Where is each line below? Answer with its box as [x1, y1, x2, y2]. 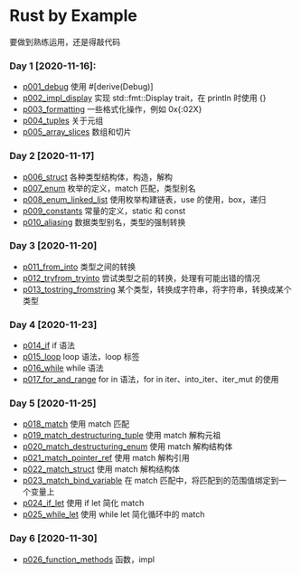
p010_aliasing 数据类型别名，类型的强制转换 [22, 216, 186, 227]
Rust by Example [9, 5, 137, 26]
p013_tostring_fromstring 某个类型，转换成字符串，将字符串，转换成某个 [22, 284, 292, 295]
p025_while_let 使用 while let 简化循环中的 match [22, 509, 205, 520]
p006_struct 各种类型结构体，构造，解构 [22, 171, 174, 182]
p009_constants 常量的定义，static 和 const [22, 205, 186, 216]
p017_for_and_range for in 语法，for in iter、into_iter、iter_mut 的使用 [22, 374, 279, 385]
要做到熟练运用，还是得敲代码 [9, 36, 120, 47]
